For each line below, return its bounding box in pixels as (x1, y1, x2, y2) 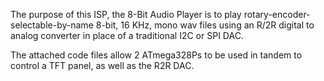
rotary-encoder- (243, 9, 311, 20)
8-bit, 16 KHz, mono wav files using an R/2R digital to (95, 19, 315, 31)
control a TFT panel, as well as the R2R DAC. (10, 60, 195, 71)
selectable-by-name (10, 19, 94, 31)
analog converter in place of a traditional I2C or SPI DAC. (10, 30, 244, 41)
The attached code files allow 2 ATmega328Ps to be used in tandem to (10, 49, 303, 61)
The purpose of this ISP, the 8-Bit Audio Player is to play (10, 9, 242, 20)
